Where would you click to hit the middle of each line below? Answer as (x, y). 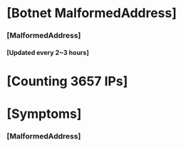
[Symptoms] (44, 114)
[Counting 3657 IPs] (67, 81)
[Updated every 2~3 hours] (48, 52)
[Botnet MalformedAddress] (92, 13)
